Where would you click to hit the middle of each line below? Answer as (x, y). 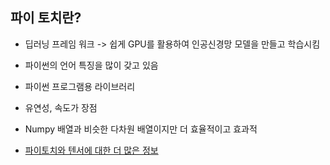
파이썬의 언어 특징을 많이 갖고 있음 (91, 65)
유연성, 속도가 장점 (61, 107)
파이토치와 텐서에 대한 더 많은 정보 (91, 150)
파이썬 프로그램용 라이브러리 (80, 86)
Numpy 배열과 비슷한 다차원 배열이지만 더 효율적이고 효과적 (141, 129)
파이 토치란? (46, 18)
